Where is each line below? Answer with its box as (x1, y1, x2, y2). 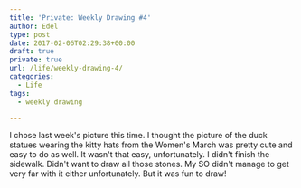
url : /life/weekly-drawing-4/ (9, 64, 124, 73)
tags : (9, 89, 30, 98)
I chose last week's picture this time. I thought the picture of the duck (9, 130, 268, 141)
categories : (9, 72, 54, 81)
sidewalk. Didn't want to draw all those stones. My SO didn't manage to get (9, 159, 289, 170)
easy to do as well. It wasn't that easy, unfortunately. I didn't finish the (9, 149, 270, 160)
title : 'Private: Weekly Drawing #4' (9, 13, 152, 23)
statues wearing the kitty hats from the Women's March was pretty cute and (9, 139, 293, 150)
